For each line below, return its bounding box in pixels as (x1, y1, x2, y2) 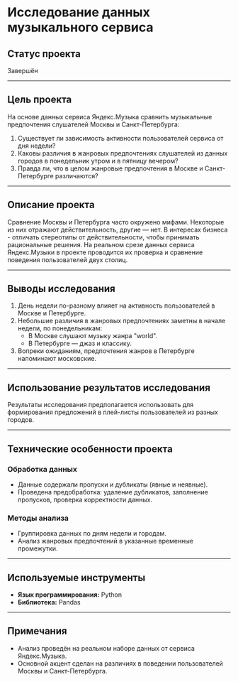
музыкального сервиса (7, 19, 154, 36)
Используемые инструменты (7, 571, 146, 583)
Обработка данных (7, 464, 78, 474)
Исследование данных (7, 4, 150, 21)
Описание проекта (7, 199, 95, 211)
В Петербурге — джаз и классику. (28, 339, 132, 348)
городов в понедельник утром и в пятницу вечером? (17, 156, 178, 165)
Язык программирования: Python (17, 590, 123, 599)
